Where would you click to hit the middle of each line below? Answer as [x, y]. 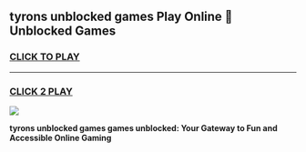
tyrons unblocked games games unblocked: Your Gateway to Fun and [143, 127]
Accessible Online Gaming [61, 137]
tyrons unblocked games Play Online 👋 [121, 17]
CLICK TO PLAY [45, 57]
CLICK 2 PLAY [41, 91]
